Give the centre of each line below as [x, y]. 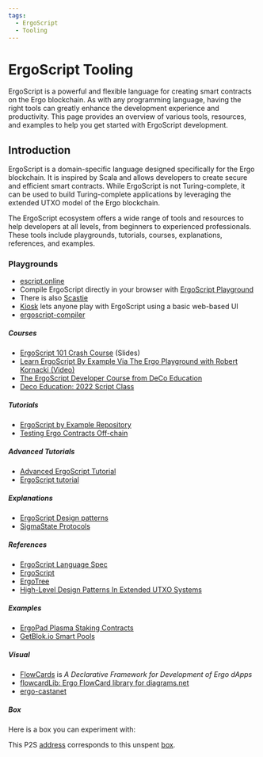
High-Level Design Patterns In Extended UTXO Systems [111, 590]
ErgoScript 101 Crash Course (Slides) [80, 353]
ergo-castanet [43, 691]
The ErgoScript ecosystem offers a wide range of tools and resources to [126, 218]
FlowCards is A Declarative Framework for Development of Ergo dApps [136, 675]
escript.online [42, 281]
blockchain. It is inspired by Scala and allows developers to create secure [128, 178]
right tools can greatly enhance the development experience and [114, 109]
